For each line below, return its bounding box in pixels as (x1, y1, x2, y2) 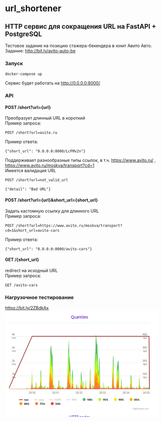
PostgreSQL (5, 30, 42, 38)
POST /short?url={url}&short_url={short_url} (5, 197, 98, 203)
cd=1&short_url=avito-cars (5, 228, 60, 233)
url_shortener (5, 3, 62, 14)
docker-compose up (5, 71, 42, 77)
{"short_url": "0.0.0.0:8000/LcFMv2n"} (5, 149, 86, 154)
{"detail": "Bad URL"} (5, 187, 51, 192)
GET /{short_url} (5, 257, 39, 263)
